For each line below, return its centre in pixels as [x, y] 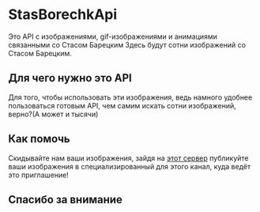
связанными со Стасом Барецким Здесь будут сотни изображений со [127, 44]
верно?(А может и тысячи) [53, 114]
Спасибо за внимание [65, 199]
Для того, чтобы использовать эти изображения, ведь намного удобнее [130, 97]
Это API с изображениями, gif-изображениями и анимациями [113, 36]
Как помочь [39, 139]
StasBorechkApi [63, 15]
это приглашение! [38, 175]
